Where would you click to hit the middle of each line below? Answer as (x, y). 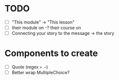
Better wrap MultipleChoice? (41, 73)
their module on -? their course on (46, 28)
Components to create (51, 53)
